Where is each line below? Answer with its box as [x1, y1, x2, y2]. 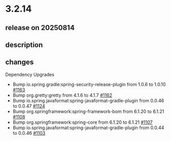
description [5, 40, 43, 49]
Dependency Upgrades [5, 71, 55, 77]
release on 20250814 [5, 23, 75, 32]
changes [5, 58, 34, 67]
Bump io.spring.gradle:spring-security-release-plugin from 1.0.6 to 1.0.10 [12, 81, 166, 87]
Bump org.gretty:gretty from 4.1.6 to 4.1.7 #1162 [12, 92, 113, 98]
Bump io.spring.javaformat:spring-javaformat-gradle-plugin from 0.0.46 [12, 97, 164, 103]
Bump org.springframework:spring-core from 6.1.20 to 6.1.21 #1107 [12, 119, 153, 125]
